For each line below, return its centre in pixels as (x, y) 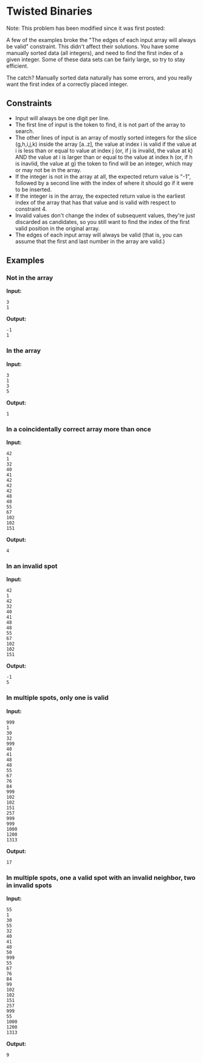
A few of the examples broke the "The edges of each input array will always (101, 40)
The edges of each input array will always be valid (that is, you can (99, 235)
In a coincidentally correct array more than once (79, 429)
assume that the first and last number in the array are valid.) (90, 241)
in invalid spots (29, 885)
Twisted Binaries (50, 11)
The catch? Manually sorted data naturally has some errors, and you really (99, 77)
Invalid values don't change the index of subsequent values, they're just (105, 215)
